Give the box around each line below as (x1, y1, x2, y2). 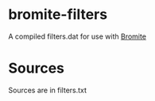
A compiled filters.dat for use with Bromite (8, 32, 147, 41)
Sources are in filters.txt (8, 85, 87, 95)
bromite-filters (8, 6, 108, 24)
